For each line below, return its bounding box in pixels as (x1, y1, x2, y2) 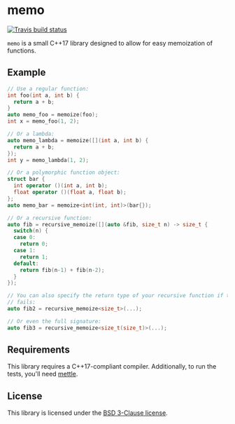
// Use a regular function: (7, 85, 90, 93)
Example (7, 67, 46, 78)
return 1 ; (20, 253, 49, 261)
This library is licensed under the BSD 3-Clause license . (7, 409, 168, 417)
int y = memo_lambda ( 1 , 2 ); (7, 156, 90, 163)
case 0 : (13, 234, 36, 241)
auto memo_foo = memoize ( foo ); (7, 111, 99, 118)
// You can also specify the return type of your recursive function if (7, 292, 224, 299)
